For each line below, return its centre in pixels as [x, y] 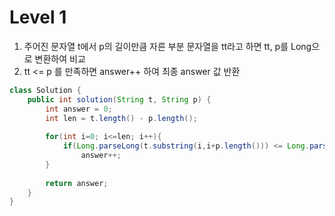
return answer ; [77, 183]
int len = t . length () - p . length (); [121, 118]
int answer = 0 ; [79, 109]
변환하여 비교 [60, 58]
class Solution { [45, 90]
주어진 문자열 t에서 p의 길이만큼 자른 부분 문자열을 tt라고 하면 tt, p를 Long [167, 46]
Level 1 [38, 17]
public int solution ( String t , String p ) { [119, 99]
